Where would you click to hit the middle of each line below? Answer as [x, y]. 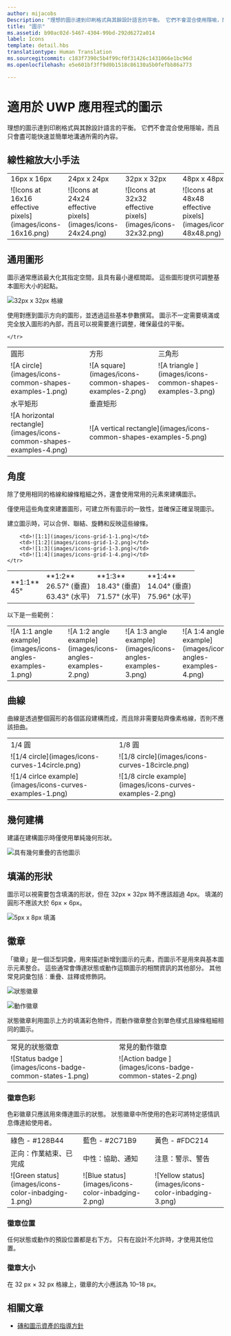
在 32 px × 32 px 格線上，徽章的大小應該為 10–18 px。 [84, 1284]
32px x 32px [145, 179]
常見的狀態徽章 [35, 1047]
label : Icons [26, 39]
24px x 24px [88, 179]
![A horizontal [33, 416]
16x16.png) [30, 233]
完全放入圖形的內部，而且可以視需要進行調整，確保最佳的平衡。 [97, 324]
